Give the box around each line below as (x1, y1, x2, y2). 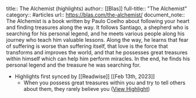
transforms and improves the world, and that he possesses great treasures (6, 49, 188, 55)
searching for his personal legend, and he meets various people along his (6, 30, 185, 37)
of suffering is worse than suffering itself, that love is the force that (6, 43, 168, 50)
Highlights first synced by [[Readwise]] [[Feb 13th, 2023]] (14, 73, 155, 80)
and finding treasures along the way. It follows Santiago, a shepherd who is (6, 24, 189, 31)
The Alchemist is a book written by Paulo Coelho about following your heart (6, 18, 190, 24)
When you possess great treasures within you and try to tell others (23, 79, 186, 86)
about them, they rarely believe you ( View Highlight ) (23, 86, 151, 92)
